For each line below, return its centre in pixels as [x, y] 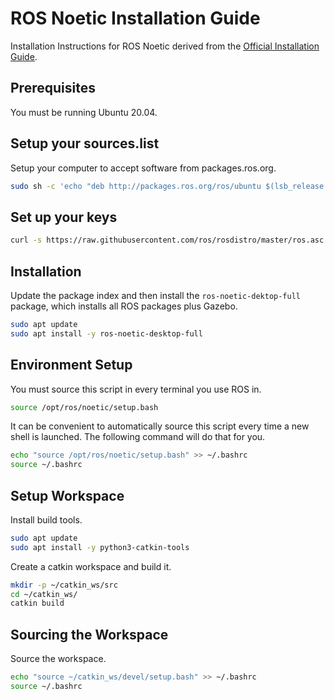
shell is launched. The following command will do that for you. [138, 437]
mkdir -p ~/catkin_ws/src [64, 585]
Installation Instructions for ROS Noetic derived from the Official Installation [165, 46]
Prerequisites [53, 88]
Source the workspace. [58, 659]
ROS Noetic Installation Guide [135, 18]
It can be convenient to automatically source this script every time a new [160, 426]
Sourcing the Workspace [89, 634]
